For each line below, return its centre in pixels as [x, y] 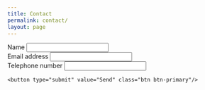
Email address [28, 56]
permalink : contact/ [38, 20]
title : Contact [30, 14]
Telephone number [35, 66]
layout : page [27, 27]
